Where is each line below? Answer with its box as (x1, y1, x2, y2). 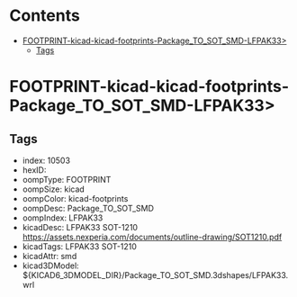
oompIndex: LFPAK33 (22, 212, 103, 223)
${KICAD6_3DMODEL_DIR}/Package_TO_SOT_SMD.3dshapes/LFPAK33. (22, 269, 289, 280)
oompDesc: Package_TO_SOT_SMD (22, 202, 155, 213)
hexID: (22, 164, 47, 175)
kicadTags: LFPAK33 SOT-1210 (22, 240, 138, 252)
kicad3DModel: (22, 260, 79, 271)
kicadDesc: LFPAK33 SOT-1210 (22, 221, 138, 232)
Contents (9, 5, 81, 26)
